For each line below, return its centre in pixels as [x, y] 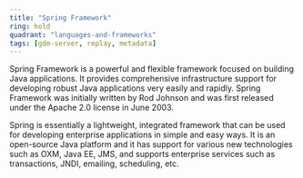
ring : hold [30, 26]
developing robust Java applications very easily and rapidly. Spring [135, 88]
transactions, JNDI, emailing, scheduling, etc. [94, 163]
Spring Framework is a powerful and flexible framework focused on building [151, 69]
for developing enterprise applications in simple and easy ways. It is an [142, 135]
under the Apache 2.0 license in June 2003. [92, 108]
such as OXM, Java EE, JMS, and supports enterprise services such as [142, 154]
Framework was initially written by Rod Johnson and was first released [142, 98]
